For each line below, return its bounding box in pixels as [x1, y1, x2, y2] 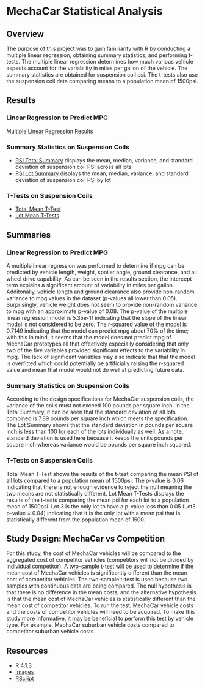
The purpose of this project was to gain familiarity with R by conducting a [6, 45, 191, 52]
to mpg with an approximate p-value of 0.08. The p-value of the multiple [6, 308, 188, 315]
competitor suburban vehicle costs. [6, 628, 96, 635]
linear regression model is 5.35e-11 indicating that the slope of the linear [6, 314, 187, 321]
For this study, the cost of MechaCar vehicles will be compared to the [6, 550, 181, 557]
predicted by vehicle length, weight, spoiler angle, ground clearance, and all [6, 268, 197, 276]
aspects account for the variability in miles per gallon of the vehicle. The [6, 64, 188, 72]
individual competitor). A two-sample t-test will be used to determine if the [6, 562, 194, 570]
